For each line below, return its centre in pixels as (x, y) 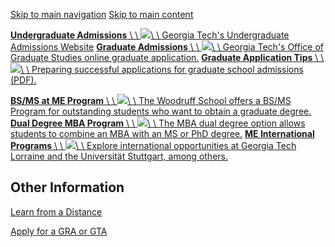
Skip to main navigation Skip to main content (102, 14)
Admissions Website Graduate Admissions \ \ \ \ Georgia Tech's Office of (167, 47)
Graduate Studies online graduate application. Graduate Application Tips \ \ (167, 57)
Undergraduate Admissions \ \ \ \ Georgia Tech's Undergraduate (150, 35)
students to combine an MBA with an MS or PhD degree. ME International (162, 133)
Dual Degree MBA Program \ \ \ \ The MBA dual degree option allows (158, 123)
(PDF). (23, 80)
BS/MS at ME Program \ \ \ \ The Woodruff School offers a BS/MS (151, 100)
